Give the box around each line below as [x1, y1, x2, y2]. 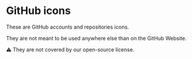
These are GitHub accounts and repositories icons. [6, 23, 129, 30]
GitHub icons [6, 4, 71, 18]
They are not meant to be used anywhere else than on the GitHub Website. [6, 34, 187, 41]
